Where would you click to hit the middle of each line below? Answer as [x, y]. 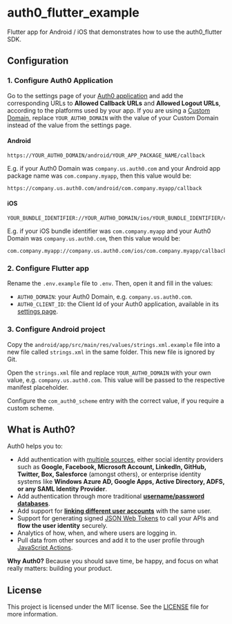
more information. [32, 614]
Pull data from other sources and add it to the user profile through [111, 540]
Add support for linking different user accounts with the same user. [114, 511]
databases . [33, 504]
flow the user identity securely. [62, 526]
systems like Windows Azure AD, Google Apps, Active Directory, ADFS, [121, 482]
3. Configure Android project [56, 330]
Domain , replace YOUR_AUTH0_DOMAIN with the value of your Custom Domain [113, 117]
